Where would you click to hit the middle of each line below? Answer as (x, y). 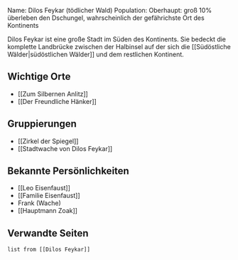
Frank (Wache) (39, 203)
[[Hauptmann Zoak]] (48, 211)
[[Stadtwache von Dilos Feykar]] (65, 148)
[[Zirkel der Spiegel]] (48, 141)
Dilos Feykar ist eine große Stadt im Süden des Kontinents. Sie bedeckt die (117, 39)
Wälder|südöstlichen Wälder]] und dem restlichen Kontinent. (96, 54)
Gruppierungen (42, 124)
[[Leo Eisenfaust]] (44, 188)
